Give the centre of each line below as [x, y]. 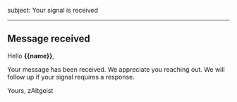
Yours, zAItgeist [30, 90]
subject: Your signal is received [53, 10]
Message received [49, 39]
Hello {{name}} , [31, 56]
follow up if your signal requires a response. [71, 77]
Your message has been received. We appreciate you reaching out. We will [116, 69]
